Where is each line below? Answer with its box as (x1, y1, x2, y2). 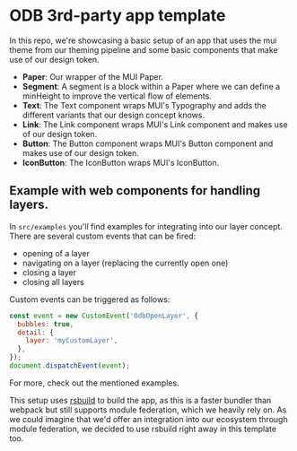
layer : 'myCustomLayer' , (25, 336, 118, 345)
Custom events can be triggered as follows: (9, 293, 170, 305)
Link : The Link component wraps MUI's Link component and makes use (22, 118, 289, 130)
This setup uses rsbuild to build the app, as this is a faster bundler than (9, 395, 272, 405)
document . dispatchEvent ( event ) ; (9, 361, 130, 370)
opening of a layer (22, 247, 90, 258)
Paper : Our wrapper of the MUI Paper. (22, 71, 164, 82)
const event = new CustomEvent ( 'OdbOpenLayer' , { (9, 311, 199, 320)
